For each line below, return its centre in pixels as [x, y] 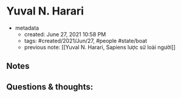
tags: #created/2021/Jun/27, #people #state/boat [86, 41]
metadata [27, 28]
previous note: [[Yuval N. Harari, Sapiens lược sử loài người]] [100, 47]
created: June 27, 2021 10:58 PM [65, 34]
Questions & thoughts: [50, 87]
